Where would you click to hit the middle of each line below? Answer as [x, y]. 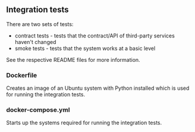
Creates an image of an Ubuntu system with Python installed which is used [98, 88]
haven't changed [35, 42]
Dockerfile [22, 75]
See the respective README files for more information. [73, 59]
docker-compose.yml [38, 110]
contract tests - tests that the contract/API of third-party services [95, 36]
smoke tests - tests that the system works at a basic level [85, 48]
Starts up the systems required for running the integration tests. [84, 123]
